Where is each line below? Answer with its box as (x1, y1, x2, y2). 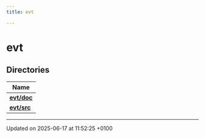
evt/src (9, 103, 31, 112)
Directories (6, 65, 50, 75)
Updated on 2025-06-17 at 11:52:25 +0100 (6, 125, 113, 132)
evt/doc (9, 93, 33, 101)
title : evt (6, 9, 34, 15)
